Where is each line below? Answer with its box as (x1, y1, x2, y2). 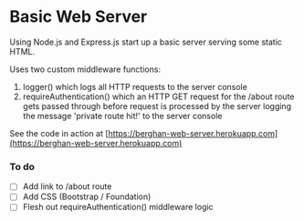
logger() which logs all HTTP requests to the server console (22, 81, 248, 92)
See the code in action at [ (9, 127, 109, 138)
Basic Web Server (9, 6, 148, 27)
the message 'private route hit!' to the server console (22, 110, 223, 121)
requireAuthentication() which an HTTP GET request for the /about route (22, 91, 295, 102)
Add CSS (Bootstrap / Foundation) (22, 191, 152, 202)
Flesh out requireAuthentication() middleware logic (22, 202, 214, 213)
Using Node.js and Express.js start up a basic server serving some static (9, 36, 283, 47)
